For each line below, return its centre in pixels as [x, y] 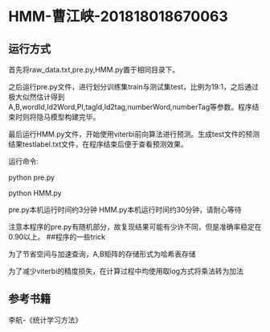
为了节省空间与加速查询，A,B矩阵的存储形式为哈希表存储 [102, 254]
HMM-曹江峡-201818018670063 [119, 17]
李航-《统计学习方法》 [45, 320]
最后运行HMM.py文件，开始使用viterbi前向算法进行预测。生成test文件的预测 [134, 134]
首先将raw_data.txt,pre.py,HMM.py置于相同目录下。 [94, 70]
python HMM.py [35, 193]
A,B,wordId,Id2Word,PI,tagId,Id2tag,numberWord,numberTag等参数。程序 [131, 107]
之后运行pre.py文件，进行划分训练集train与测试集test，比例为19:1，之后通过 [134, 87]
